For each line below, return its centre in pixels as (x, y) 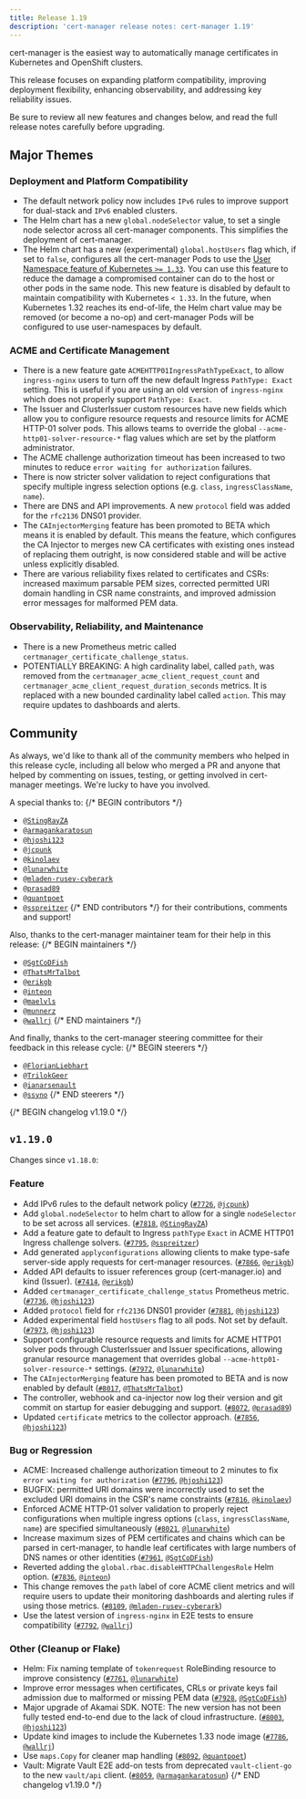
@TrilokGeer (45, 1076)
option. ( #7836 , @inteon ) (66, 1576)
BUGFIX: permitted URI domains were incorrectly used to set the (143, 1489)
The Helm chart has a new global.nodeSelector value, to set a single (151, 221)
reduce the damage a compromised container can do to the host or (148, 278)
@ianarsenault (49, 1085)
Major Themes (51, 155)
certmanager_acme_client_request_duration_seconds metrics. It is (144, 685)
